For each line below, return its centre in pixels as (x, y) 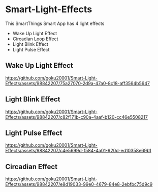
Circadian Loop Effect (35, 39)
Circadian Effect (31, 167)
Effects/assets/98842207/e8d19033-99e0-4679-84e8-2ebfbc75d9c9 (79, 184)
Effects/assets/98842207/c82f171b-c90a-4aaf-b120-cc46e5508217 (77, 117)
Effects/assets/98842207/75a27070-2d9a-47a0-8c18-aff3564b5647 (77, 83)
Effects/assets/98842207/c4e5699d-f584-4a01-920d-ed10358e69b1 (78, 151)
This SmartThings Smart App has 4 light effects (55, 23)
